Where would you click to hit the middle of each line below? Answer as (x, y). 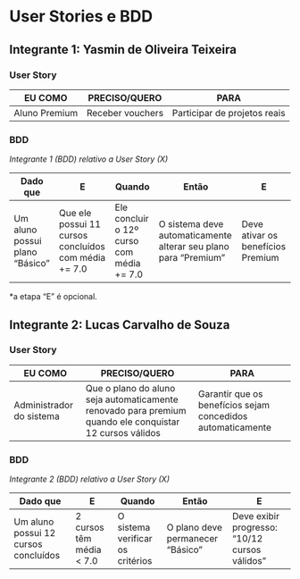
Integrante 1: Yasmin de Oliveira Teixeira (123, 50)
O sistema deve (191, 224)
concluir (132, 219)
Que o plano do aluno (130, 388)
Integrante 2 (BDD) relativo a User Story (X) (89, 479)
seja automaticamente (132, 399)
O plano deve (195, 527)
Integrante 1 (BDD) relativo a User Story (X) (89, 159)
